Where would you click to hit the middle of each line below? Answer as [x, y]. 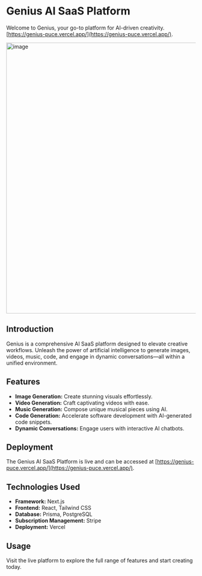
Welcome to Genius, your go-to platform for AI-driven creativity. [85, 28]
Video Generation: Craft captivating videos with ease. [82, 403]
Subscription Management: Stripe [58, 521]
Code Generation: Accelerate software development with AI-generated [103, 415]
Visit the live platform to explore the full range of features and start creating [100, 560]
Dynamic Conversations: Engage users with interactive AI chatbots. [99, 428]
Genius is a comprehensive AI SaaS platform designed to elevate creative [97, 344]
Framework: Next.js [40, 501]
